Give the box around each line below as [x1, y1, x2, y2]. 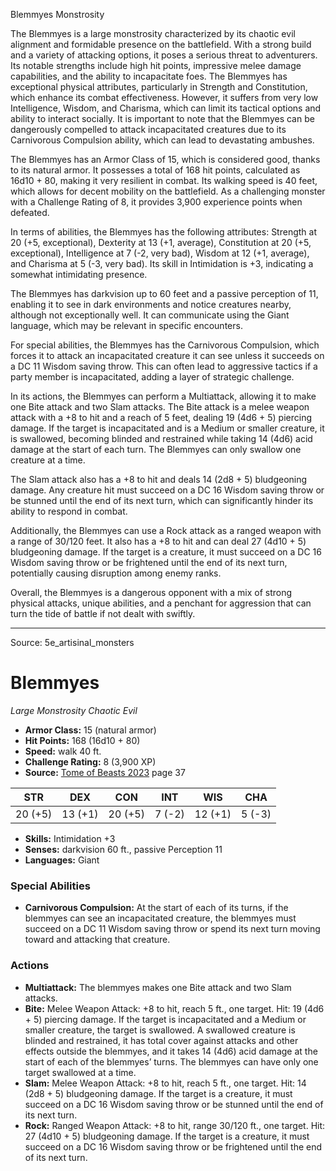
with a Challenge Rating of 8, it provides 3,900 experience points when [10, 196, 303, 208]
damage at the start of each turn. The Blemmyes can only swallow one [10, 444, 302, 455]
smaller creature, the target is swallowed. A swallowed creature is [24, 1024, 296, 1036]
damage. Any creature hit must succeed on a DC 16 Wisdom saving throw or [10, 484, 325, 496]
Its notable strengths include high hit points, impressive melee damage [10, 60, 302, 71]
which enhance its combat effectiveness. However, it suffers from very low [10, 92, 319, 103]
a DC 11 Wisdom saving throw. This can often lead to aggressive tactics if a [10, 360, 318, 372]
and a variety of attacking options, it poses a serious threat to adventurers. [10, 49, 318, 61]
